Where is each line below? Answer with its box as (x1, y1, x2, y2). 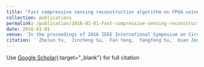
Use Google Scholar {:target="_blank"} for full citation (6, 54, 140, 61)
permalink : (6, 20, 34, 26)
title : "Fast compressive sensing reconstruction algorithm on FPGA (6, 9, 183, 15)
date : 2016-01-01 (6, 26, 50, 32)
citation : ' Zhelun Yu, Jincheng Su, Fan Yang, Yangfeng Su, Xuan (6, 37, 189, 43)
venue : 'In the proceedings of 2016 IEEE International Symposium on (6, 32, 186, 38)
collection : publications (6, 15, 72, 21)
